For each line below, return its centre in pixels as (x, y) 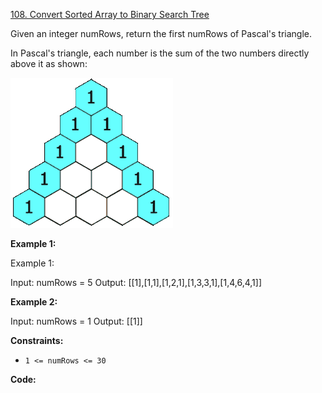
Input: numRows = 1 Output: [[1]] (76, 321)
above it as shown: (49, 63)
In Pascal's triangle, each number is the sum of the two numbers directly (160, 53)
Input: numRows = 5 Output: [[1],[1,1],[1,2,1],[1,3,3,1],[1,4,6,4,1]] (136, 282)
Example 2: (34, 302)
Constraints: (37, 340)
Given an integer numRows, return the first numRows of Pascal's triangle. (161, 33)
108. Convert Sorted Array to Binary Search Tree (110, 14)
